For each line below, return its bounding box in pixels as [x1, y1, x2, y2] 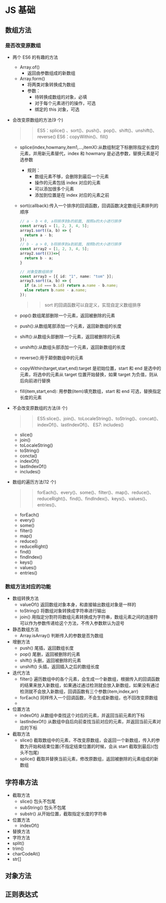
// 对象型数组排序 [19, 269, 53, 274]
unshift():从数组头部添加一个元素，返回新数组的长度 [19, 344, 126, 350]
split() [12, 840, 25, 846]
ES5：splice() [37, 127, 66, 133]
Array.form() [19, 75, 46, 81]
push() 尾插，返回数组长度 [19, 645, 74, 651]
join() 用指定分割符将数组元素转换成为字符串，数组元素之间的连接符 [19, 614, 158, 620]
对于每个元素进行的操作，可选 [34, 100, 96, 106]
